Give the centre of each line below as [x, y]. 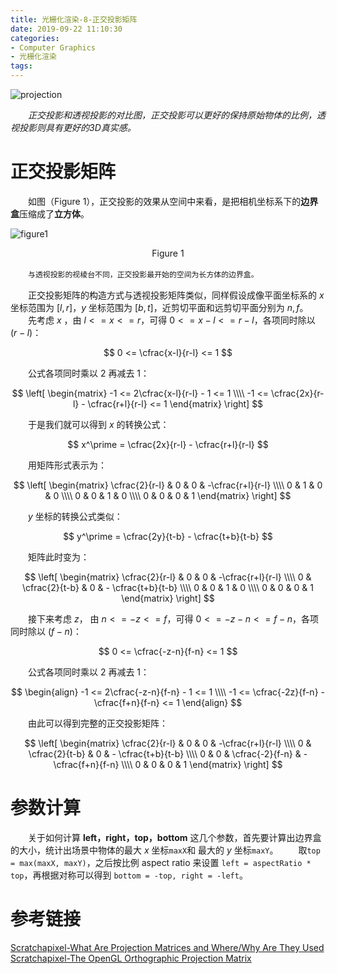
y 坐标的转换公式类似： [75, 516]
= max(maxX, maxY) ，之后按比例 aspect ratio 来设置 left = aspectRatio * [161, 862]
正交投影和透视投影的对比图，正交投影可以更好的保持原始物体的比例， [172, 115]
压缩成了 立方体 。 [54, 213]
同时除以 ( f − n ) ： [46, 631]
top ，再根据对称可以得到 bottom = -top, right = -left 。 [129, 875]
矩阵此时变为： [58, 557]
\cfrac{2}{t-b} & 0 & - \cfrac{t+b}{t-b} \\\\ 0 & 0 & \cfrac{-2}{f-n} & [165, 753]
